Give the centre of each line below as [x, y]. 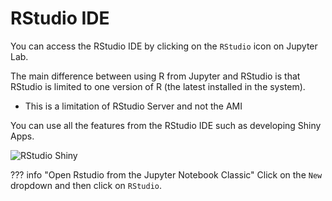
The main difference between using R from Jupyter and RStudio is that [155, 76]
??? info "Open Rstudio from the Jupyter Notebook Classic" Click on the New [166, 174]
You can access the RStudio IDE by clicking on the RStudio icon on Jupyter [164, 46]
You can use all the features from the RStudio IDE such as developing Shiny [166, 125]
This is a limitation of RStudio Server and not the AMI [133, 106]
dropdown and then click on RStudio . [86, 185]
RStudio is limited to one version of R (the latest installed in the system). [158, 86]
